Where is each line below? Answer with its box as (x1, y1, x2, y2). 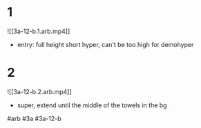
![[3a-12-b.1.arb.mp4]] (7, 27, 70, 35)
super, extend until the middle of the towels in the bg (17, 101, 167, 109)
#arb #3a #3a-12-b (7, 114, 62, 122)
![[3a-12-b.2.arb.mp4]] (7, 87, 73, 95)
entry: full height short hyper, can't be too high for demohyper (17, 40, 194, 48)
